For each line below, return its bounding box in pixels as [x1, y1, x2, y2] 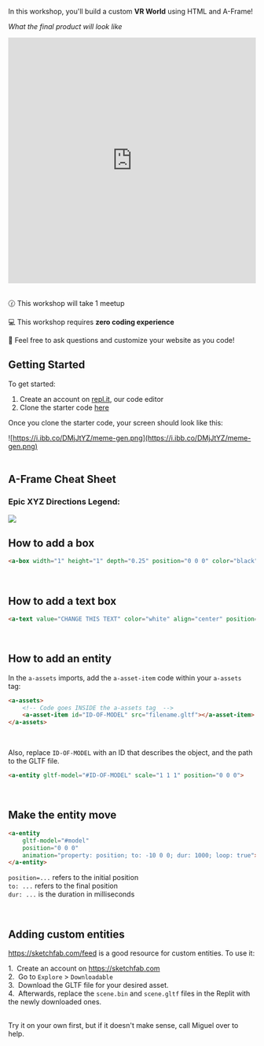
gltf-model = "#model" [22, 837, 90, 845]
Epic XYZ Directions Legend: [8, 496, 120, 507]
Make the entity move [8, 808, 117, 822]
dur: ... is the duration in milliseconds [8, 889, 135, 899]
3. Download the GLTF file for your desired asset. [8, 981, 169, 990]
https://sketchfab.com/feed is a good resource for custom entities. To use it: [8, 948, 255, 958]
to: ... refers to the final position [8, 881, 118, 891]
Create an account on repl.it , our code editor [19, 394, 164, 403]
